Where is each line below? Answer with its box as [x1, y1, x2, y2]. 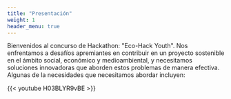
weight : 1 [7, 16, 36, 23]
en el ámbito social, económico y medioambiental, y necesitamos [7, 56, 193, 65]
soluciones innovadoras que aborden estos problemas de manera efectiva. [7, 63, 220, 72]
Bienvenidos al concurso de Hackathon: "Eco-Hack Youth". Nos [7, 42, 188, 50]
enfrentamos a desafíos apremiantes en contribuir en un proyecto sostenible [7, 49, 225, 57]
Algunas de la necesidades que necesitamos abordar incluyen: [7, 71, 185, 79]
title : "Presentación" [7, 10, 72, 17]
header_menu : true [7, 23, 60, 30]
